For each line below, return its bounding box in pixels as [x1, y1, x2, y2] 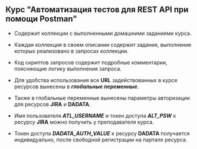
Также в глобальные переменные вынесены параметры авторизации [14, 94, 190, 101]
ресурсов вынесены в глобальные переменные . [14, 83, 139, 90]
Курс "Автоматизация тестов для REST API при [5, 5, 189, 15]
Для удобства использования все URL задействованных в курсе [14, 76, 178, 83]
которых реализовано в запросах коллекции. [14, 47, 129, 54]
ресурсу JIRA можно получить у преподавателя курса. [14, 118, 154, 125]
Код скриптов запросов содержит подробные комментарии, [14, 59, 168, 66]
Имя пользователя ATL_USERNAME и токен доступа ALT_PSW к [14, 112, 176, 119]
